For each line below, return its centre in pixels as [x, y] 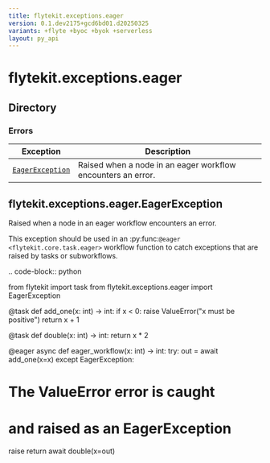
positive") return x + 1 [44, 320]
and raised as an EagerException [120, 429]
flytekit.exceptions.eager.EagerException [116, 203]
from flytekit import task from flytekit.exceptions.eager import [110, 287]
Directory [33, 107]
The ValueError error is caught [112, 392]
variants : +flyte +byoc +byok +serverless [80, 31]
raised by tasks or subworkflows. [63, 255]
